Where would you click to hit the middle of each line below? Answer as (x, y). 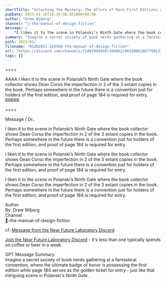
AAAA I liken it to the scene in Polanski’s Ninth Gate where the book (74, 79)
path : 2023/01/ (21, 42)
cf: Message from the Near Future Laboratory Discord (60, 230)
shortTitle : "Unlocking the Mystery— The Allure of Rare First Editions (82, 10)
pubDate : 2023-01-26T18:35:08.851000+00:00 (51, 14)
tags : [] (14, 56)
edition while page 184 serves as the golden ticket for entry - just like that (80, 270)
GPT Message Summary (30, 254)
